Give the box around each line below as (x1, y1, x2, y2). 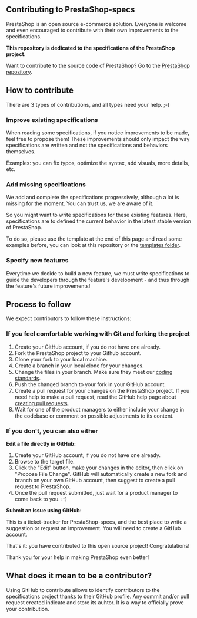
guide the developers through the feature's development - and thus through (6, 276, 190, 283)
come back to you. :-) (14, 495, 68, 502)
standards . (14, 374, 41, 382)
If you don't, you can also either (6, 427, 98, 435)
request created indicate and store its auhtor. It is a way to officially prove (6, 599, 184, 606)
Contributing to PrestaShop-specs (6, 5, 135, 15)
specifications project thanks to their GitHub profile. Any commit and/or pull (6, 593, 189, 600)
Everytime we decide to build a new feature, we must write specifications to (6, 269, 190, 277)
